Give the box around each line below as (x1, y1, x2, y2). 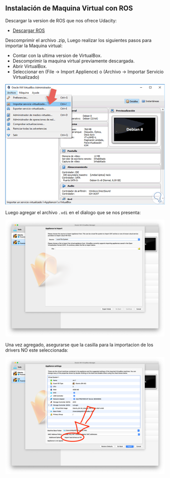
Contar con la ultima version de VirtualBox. (12, 52, 102, 58)
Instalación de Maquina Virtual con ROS (5, 4, 133, 13)
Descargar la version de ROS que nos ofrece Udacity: (5, 17, 117, 23)
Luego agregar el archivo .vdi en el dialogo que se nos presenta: (5, 210, 141, 216)
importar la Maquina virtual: (5, 43, 63, 49)
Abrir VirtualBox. (12, 63, 47, 69)
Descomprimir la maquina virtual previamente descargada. (12, 58, 135, 64)
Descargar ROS (12, 27, 45, 33)
